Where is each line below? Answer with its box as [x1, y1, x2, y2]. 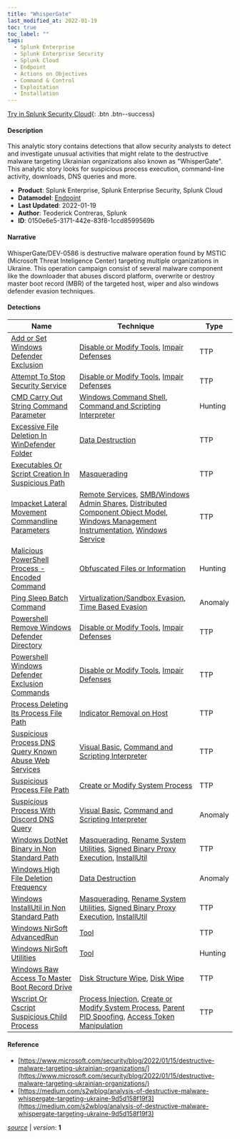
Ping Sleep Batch [11, 593, 69, 603]
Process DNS [11, 737, 56, 747]
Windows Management [79, 516, 157, 526]
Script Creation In [11, 468, 70, 478]
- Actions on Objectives [14, 70, 88, 77]
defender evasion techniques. [7, 286, 95, 295]
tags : [7, 37, 24, 44]
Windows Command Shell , [79, 392, 168, 402]
